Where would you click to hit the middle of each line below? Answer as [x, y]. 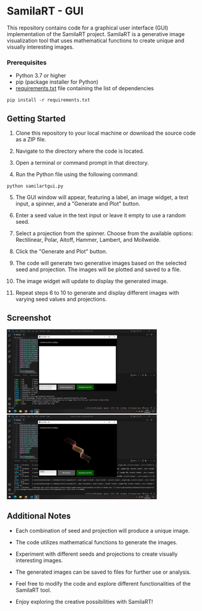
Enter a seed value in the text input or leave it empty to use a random [101, 215]
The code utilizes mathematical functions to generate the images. [96, 542]
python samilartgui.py [35, 186]
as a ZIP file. [31, 140]
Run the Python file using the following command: [77, 174]
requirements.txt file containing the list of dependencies [85, 88]
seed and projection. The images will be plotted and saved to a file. [98, 269]
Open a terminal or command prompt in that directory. [82, 163]
